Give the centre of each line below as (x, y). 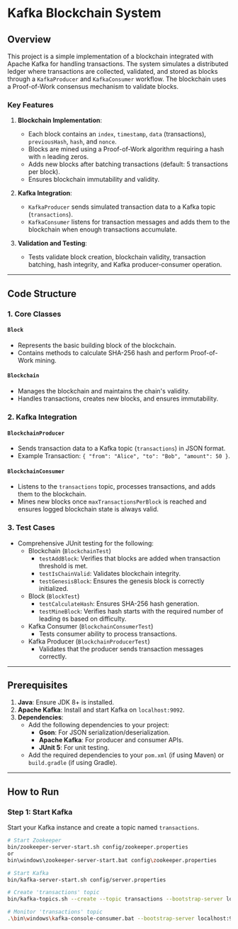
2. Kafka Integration (42, 417)
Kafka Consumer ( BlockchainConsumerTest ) (91, 626)
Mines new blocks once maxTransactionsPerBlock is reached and (112, 501)
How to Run (33, 792)
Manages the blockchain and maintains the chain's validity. (103, 391)
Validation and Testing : (52, 244)
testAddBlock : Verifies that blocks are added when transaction (130, 558)
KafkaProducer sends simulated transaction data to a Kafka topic (122, 207)
